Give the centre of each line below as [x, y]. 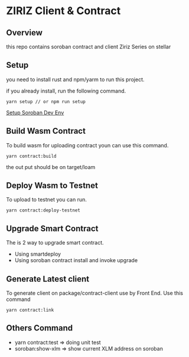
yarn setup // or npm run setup [46, 101]
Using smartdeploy [38, 254]
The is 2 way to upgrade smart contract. [55, 243]
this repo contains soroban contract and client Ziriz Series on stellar [89, 47]
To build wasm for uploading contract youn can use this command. [87, 145]
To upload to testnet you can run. [46, 200]
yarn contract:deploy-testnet [43, 210]
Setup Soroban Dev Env [35, 113]
